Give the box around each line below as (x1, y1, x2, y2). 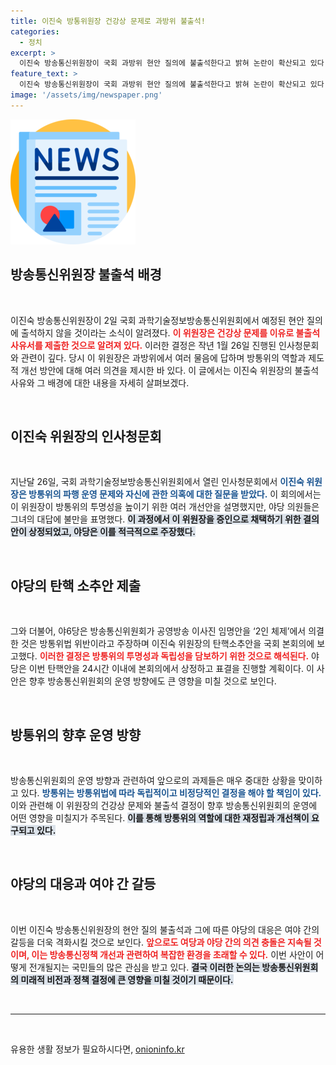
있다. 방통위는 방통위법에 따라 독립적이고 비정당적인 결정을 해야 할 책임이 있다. (20, 787, 322, 799)
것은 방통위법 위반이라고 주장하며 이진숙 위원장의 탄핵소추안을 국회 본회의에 (20, 638, 315, 650)
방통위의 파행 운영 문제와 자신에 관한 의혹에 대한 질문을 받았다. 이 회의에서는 (28, 488, 322, 500)
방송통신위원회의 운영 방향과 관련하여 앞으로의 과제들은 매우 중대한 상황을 (10, 775, 297, 786)
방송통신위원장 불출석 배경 (10, 266, 162, 284)
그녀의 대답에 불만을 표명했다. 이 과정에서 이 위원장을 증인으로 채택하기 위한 (10, 513, 302, 525)
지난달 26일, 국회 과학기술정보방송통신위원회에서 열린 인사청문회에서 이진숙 (10, 476, 305, 488)
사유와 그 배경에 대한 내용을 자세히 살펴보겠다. (10, 376, 190, 389)
